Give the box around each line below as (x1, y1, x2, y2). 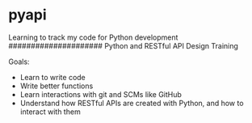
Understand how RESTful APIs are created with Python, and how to (19, 98, 244, 108)
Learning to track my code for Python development (8, 32, 178, 42)
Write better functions (19, 81, 94, 91)
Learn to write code (19, 72, 86, 82)
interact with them (19, 107, 81, 117)
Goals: (8, 57, 30, 66)
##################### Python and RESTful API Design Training (8, 40, 238, 50)
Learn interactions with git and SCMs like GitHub (19, 89, 182, 99)
